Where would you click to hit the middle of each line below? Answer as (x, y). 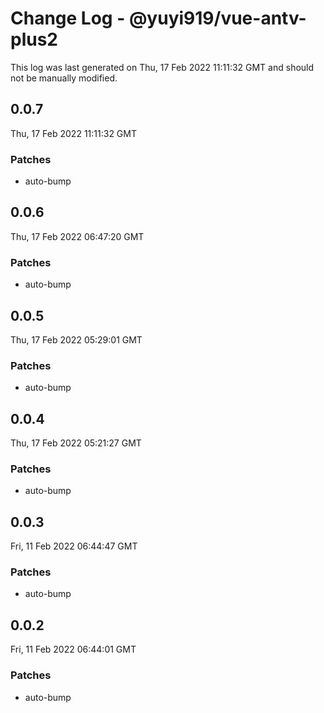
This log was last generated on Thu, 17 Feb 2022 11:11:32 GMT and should (162, 67)
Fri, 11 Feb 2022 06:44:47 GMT (74, 546)
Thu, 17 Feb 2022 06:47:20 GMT (77, 236)
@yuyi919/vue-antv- (217, 18)
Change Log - (68, 18)
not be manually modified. (64, 78)
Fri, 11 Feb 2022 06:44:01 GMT (73, 649)
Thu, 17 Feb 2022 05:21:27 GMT (76, 443)
